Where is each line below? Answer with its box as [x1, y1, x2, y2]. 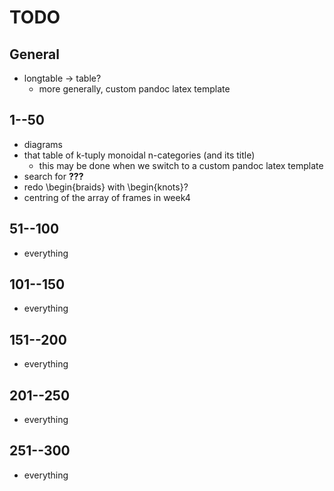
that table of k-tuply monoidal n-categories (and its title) [23, 149, 256, 161]
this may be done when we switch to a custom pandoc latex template [38, 159, 324, 171]
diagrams [23, 138, 63, 150]
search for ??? [23, 170, 84, 182]
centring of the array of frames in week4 [23, 191, 191, 203]
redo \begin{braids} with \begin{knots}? [23, 181, 189, 193]
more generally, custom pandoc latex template [38, 83, 231, 95]
